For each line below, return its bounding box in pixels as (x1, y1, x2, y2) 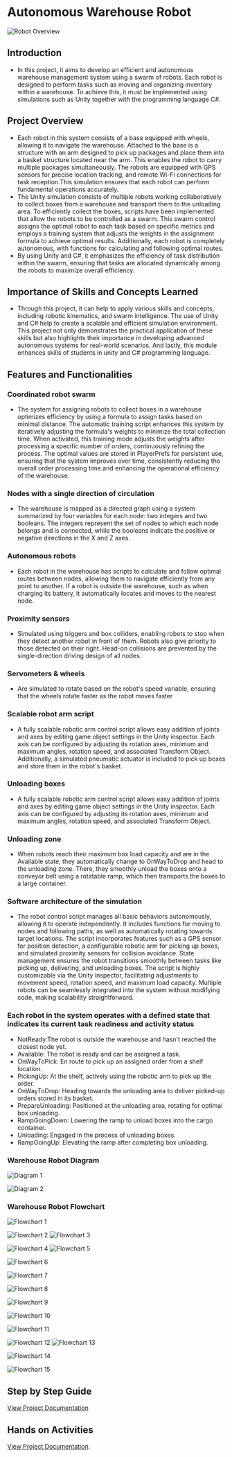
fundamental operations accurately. (17, 185, 119, 193)
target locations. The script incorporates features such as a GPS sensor (17, 935, 222, 943)
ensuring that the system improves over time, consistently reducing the (17, 457, 220, 465)
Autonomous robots (7, 551, 76, 561)
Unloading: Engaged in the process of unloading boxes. (17, 1131, 177, 1139)
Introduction (7, 47, 62, 59)
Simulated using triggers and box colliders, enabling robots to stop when (17, 629, 225, 637)
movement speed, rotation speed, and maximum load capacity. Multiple (17, 978, 222, 987)
